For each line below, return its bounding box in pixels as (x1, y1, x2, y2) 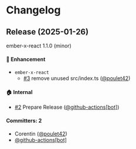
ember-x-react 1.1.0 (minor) (6, 42, 72, 49)
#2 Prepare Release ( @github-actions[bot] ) (14, 103, 120, 111)
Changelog (6, 4, 61, 17)
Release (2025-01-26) (6, 27, 89, 37)
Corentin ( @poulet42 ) (14, 130, 67, 137)
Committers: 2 (6, 117, 42, 124)
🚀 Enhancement (6, 56, 46, 63)
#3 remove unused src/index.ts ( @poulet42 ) (23, 75, 131, 82)
